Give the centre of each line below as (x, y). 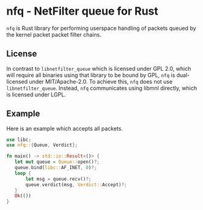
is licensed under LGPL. (36, 94)
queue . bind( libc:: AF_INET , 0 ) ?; (56, 168)
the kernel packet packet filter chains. (54, 34)
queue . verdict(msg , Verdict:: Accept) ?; (76, 184)
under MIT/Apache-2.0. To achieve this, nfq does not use (101, 81)
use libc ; (19, 139)
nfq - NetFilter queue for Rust (83, 11)
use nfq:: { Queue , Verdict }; (42, 145)
